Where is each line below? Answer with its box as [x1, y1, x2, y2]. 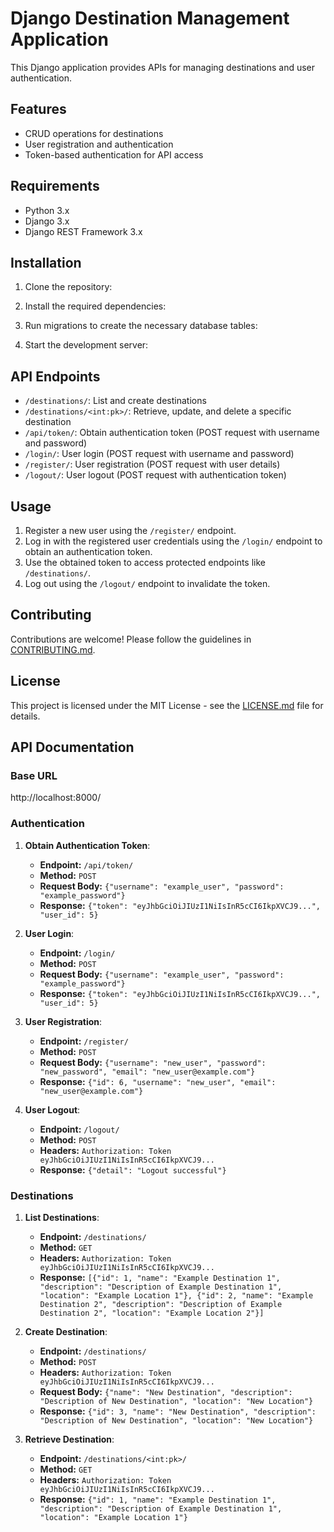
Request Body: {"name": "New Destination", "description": [39, 1385, 293, 1397]
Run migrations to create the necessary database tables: [24, 320, 258, 332]
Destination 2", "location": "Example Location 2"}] [39, 1308, 265, 1318]
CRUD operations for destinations [24, 127, 164, 139]
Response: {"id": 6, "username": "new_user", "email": [39, 1075, 277, 1087]
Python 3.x [24, 204, 70, 216]
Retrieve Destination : [24, 1433, 115, 1445]
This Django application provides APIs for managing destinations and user [10, 61, 316, 73]
